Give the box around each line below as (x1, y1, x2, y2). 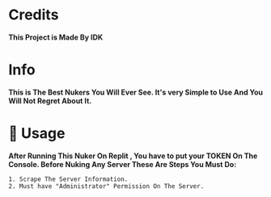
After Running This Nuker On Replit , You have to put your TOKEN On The (8, 151, 258, 161)
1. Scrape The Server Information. (8, 175, 129, 183)
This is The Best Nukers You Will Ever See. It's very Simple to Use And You (8, 87, 264, 97)
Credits (8, 6, 59, 24)
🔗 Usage (8, 124, 66, 143)
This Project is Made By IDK (8, 32, 104, 42)
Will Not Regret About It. (8, 95, 92, 106)
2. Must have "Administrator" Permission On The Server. (8, 182, 205, 191)
